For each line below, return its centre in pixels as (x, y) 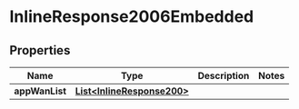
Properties (40, 50)
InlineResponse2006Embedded (132, 17)
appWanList (40, 91)
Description (224, 76)
